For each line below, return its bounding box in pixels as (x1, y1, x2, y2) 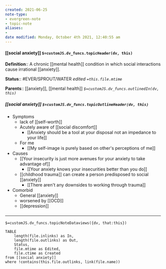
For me (19, 140, 35, 146)
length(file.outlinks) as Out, (14, 238, 79, 243)
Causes (12, 150, 28, 156)
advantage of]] (19, 161, 50, 167)
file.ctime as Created (14, 251, 61, 256)
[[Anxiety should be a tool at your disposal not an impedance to (27, 130, 157, 135)
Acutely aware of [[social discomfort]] (19, 124, 97, 130)
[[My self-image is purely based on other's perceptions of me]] (27, 145, 156, 151)
